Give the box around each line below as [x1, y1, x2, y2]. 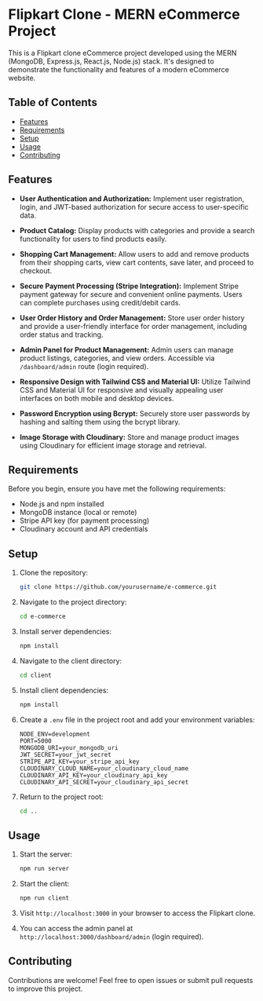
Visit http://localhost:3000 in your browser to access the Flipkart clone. [19, 908, 256, 918]
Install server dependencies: [19, 627, 112, 636]
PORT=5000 [19, 736, 53, 745]
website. [8, 73, 36, 82]
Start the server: [19, 849, 73, 859]
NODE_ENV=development [19, 730, 90, 738]
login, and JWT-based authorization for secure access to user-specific [19, 202, 249, 211]
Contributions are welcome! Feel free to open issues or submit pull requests [8, 975, 254, 985]
